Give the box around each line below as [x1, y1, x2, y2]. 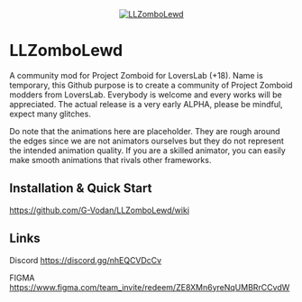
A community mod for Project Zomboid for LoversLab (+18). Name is [9, 69, 263, 80]
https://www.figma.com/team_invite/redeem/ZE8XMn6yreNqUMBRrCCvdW [9, 281, 290, 292]
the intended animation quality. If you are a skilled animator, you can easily [9, 144, 286, 156]
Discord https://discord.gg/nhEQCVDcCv [9, 254, 162, 265]
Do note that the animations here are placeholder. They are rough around [9, 125, 281, 136]
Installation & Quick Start [9, 180, 152, 197]
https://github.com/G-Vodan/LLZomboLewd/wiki [9, 205, 190, 215]
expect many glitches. [9, 108, 92, 119]
